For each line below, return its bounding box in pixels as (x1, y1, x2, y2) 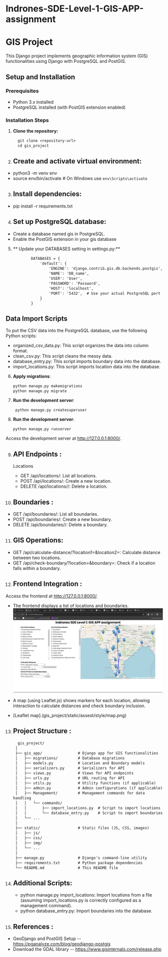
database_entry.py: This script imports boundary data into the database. (12, 359, 162, 365)
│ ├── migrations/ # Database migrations (15, 756, 125, 761)
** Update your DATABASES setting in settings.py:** (12, 245, 121, 252)
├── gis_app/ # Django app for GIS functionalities (15, 751, 159, 756)
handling (12, 795, 31, 800)
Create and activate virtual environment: (12, 157, 142, 165)
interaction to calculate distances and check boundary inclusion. (12, 703, 146, 709)
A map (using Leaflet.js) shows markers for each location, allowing (12, 697, 150, 703)
